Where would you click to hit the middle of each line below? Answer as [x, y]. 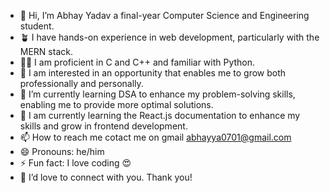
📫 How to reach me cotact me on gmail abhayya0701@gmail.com [155, 137]
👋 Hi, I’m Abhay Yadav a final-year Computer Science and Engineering [164, 15]
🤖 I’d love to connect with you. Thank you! [106, 177]
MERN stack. [46, 51]
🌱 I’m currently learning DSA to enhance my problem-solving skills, [157, 94]
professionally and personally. [81, 83]
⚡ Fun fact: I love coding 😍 [75, 163]
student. [37, 26]
